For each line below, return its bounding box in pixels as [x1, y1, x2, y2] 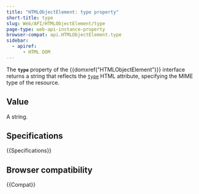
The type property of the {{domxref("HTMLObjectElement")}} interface [6, 66, 186, 73]
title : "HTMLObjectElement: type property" [6, 9, 119, 15]
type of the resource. [6, 79, 60, 86]
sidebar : [6, 37, 29, 44]
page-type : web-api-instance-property [6, 26, 105, 33]
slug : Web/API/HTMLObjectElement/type [6, 20, 105, 26]
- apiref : [12, 44, 37, 50]
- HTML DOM [22, 49, 51, 55]
